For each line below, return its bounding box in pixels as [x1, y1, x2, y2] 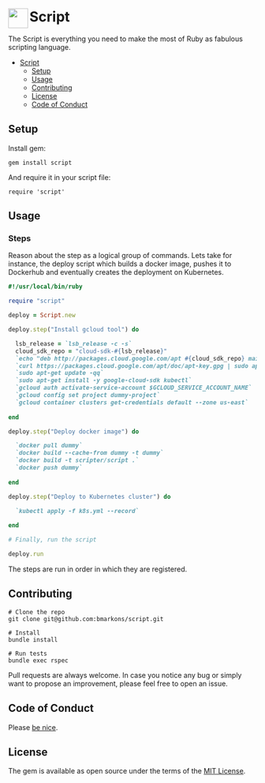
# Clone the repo [8, 608, 65, 616]
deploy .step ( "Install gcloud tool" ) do [8, 326, 140, 334]
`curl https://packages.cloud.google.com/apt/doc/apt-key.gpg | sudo [15, 362, 248, 370]
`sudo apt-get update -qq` [15, 369, 104, 377]
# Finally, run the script [8, 536, 97, 544]
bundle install [8, 635, 58, 643]
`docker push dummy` [15, 464, 83, 472]
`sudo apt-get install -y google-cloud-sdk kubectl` [15, 377, 192, 384]
